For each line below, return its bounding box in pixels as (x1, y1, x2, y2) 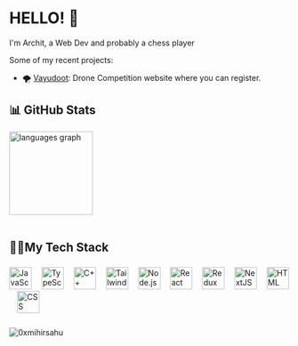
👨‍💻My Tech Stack (9, 240, 109, 255)
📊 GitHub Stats (9, 102, 96, 118)
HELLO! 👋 (9, 8, 79, 28)
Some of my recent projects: (9, 54, 114, 65)
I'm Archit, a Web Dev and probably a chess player (9, 37, 196, 48)
